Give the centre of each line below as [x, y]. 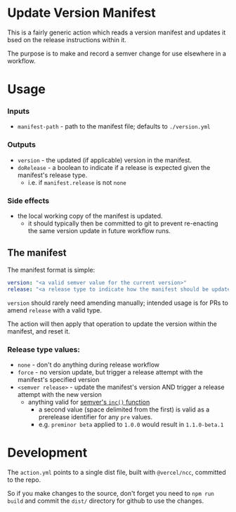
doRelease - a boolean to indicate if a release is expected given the [114, 167]
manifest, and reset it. [39, 331]
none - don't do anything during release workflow [88, 365]
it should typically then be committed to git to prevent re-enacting [123, 223]
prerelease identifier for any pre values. [96, 416]
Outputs [22, 145]
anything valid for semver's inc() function [89, 402]
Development [47, 453]
